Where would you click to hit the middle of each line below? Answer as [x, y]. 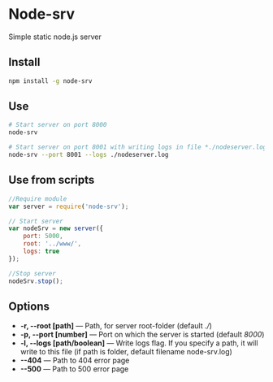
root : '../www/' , [52, 244]
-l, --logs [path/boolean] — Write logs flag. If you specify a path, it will [139, 343]
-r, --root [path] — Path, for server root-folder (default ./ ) [116, 326]
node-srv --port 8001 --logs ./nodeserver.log [89, 155]
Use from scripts [52, 180]
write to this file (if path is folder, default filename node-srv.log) [126, 352]
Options [29, 306]
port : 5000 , [43, 237]
